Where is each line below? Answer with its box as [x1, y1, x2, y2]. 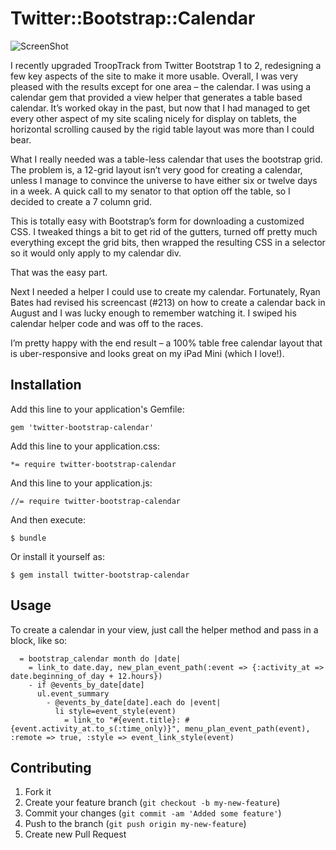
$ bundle [10, 533, 47, 543]
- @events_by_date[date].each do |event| [46, 697, 222, 707]
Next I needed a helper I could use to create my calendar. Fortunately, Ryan [10, 285, 321, 297]
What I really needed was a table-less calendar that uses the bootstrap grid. [10, 153, 323, 165]
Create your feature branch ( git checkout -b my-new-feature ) [24, 797, 281, 809]
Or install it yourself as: [10, 550, 105, 562]
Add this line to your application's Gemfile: [10, 403, 185, 415]
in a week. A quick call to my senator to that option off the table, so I [10, 185, 291, 197]
